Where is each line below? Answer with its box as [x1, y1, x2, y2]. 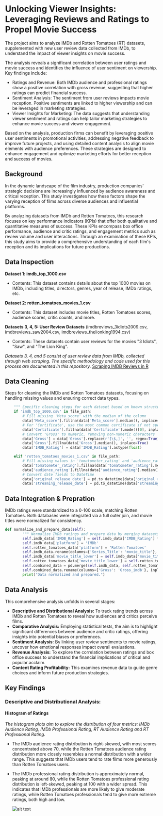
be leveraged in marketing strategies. [12, 105, 87, 111]
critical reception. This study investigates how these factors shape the [5, 193, 146, 199]
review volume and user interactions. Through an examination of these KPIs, [5, 233, 158, 239]
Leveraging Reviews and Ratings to [5, 14, 149, 25]
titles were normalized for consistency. [5, 518, 82, 523]
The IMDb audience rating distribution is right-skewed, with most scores [12, 741, 157, 747]
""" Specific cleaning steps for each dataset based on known [14, 405, 142, 409]
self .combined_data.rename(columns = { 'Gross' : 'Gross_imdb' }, [22, 568, 149, 572]
